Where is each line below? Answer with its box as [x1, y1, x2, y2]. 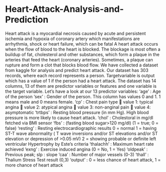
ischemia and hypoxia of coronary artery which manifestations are [5, 36, 140, 42]
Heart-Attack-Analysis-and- [5, 3, 124, 15]
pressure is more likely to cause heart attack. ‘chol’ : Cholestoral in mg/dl [5, 115, 153, 120]
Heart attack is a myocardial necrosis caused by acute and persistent [5, 30, 146, 36]
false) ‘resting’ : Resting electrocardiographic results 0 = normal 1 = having [5, 125, 157, 131]
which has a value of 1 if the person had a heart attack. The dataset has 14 [5, 78, 157, 84]
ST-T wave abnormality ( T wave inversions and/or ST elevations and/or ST [5, 130, 158, 136]
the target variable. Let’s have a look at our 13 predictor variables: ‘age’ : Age [5, 88, 161, 94]
